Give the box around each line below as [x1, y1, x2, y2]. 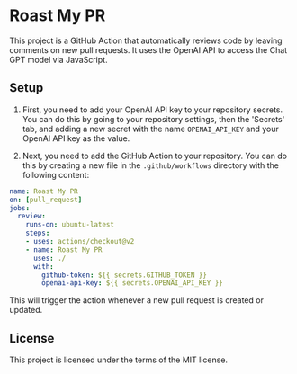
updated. [9, 305, 43, 316]
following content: [22, 169, 90, 180]
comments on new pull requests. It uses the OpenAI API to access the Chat [9, 44, 288, 55]
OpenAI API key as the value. [22, 132, 130, 144]
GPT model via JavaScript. [9, 54, 108, 65]
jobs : [9, 203, 30, 212]
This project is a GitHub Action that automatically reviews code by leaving [9, 35, 283, 46]
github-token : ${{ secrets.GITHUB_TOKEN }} [41, 271, 207, 280]
